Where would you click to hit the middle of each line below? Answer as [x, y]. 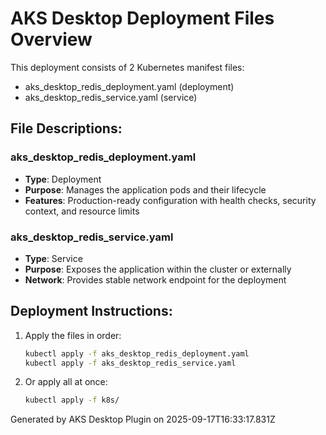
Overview [51, 39]
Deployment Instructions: [91, 311]
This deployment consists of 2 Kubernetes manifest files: [127, 67]
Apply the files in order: [73, 335]
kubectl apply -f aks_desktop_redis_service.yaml [130, 363]
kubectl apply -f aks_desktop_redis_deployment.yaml [137, 353]
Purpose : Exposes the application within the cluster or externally [158, 269]
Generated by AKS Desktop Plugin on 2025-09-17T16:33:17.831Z [143, 419]
